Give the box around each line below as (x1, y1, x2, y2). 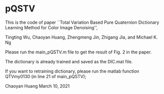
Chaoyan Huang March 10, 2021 (5, 83, 70, 89)
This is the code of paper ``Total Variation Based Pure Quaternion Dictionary (5, 19, 160, 25)
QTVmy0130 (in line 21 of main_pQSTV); (5, 73, 87, 79)
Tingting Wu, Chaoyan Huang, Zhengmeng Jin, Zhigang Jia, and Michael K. (5, 34, 158, 40)
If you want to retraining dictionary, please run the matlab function (5, 68, 139, 74)
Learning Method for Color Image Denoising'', (5, 24, 98, 30)
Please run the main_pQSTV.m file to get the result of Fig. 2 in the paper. (5, 49, 152, 55)
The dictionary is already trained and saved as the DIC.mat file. (5, 58, 133, 64)
